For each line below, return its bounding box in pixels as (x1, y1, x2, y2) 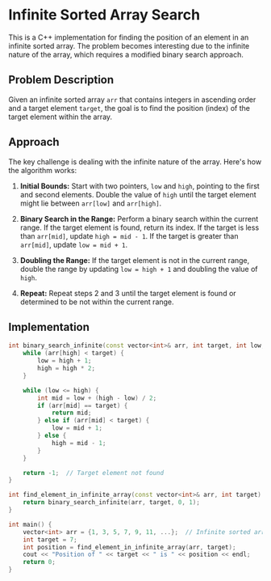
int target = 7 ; (23, 536, 78, 544)
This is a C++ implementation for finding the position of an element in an (8, 32, 249, 42)
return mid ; (51, 409, 92, 418)
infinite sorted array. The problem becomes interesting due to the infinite (8, 40, 250, 50)
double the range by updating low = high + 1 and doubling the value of (19, 264, 258, 274)
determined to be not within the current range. (19, 297, 175, 307)
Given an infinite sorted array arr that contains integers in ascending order (8, 95, 256, 104)
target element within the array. (8, 112, 113, 121)
